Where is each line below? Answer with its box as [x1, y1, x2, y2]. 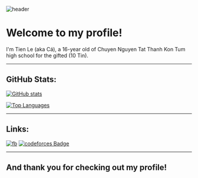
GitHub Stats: [6, 74, 57, 85]
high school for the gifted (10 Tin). [6, 52, 88, 59]
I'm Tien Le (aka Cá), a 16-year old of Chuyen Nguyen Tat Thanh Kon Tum [6, 45, 186, 52]
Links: [6, 124, 29, 134]
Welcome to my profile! [6, 27, 123, 39]
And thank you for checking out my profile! [6, 162, 167, 172]
